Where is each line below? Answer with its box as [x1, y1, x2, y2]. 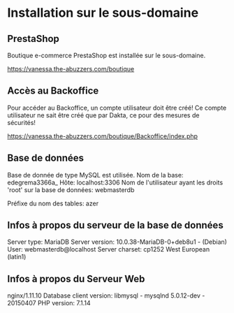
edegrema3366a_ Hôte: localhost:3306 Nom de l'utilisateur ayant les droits [7, 178, 224, 187]
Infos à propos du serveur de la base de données [7, 219, 224, 231]
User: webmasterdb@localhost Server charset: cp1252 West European [7, 245, 210, 254]
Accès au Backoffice [7, 85, 99, 97]
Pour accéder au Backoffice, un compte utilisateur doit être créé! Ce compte [7, 103, 227, 112]
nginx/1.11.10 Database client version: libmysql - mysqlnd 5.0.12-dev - [7, 291, 205, 300]
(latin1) [7, 253, 27, 261]
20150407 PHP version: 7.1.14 [7, 299, 91, 307]
